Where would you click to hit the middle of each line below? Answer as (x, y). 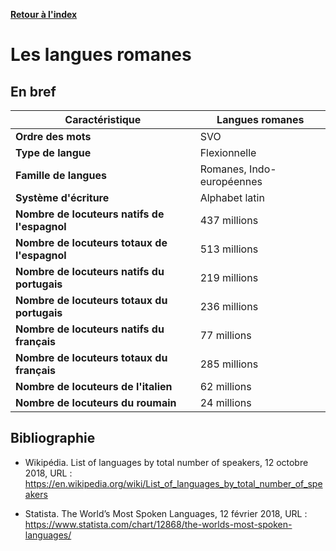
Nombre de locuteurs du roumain (96, 402)
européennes (231, 181)
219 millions (229, 277)
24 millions (225, 402)
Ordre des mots (53, 136)
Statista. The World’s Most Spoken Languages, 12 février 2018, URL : (166, 513)
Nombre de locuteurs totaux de (91, 242)
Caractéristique (103, 119)
